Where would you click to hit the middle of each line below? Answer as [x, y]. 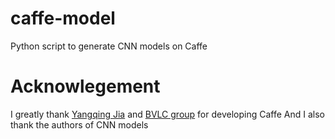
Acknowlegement [85, 86]
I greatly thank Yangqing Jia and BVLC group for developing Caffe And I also [167, 114]
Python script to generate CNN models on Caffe [109, 46]
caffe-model [63, 18]
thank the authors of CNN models [79, 124]
